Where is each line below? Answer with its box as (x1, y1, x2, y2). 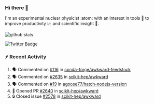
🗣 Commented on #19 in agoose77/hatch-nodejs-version (12, 81, 127, 87)
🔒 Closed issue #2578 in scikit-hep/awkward (12, 93, 101, 99)
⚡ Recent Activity (5, 53, 47, 60)
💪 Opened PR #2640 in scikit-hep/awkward (12, 88, 99, 93)
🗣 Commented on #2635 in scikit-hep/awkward (12, 74, 109, 79)
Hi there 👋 (5, 4, 29, 11)
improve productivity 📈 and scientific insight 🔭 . (5, 21, 99, 26)
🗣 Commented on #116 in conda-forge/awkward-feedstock (12, 66, 131, 72)
